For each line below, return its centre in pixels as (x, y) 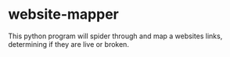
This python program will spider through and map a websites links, (115, 36)
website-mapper (63, 14)
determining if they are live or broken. (68, 44)
